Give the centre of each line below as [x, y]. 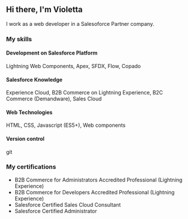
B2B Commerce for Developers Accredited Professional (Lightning [94, 192]
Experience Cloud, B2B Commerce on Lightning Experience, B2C [85, 93]
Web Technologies [29, 112]
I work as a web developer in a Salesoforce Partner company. [80, 23]
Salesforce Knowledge [34, 79]
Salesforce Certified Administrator [56, 211]
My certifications [31, 167]
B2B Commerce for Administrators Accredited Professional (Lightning [98, 180]
